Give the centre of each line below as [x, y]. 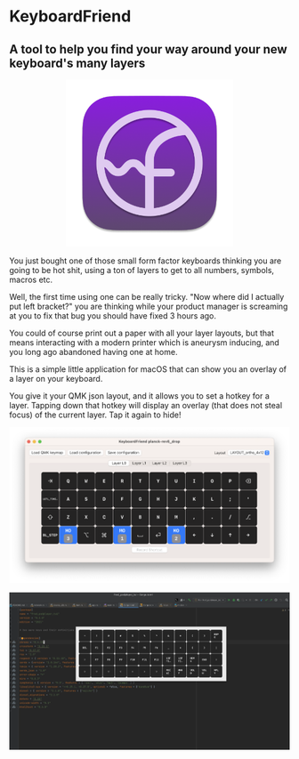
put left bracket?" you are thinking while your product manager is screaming [149, 306]
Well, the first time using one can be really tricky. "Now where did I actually [147, 297]
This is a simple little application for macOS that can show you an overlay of [148, 369]
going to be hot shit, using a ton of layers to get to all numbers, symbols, [141, 270]
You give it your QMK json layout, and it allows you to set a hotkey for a [139, 396]
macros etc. [31, 279]
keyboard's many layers [77, 63]
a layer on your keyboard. [56, 379]
